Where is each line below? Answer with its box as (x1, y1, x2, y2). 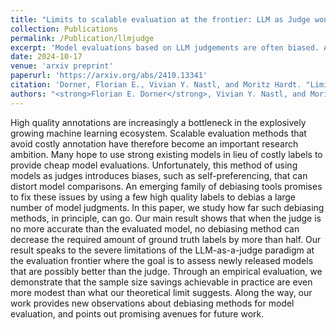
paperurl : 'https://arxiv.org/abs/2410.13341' (10, 71, 208, 81)
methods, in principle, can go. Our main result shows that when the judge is (10, 212, 322, 224)
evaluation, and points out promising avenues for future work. (10, 307, 265, 320)
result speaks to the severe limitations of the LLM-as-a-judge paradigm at (10, 244, 315, 256)
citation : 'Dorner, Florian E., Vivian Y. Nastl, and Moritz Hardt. (10, 80, 302, 90)
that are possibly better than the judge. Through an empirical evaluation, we (10, 265, 323, 277)
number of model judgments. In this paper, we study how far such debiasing (10, 201, 325, 213)
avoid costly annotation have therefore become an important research (10, 137, 299, 150)
